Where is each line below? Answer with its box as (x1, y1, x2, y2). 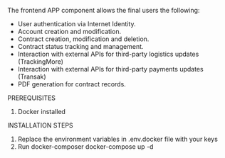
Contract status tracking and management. (17, 43, 144, 50)
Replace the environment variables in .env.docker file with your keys (17, 135, 219, 143)
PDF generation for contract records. (17, 80, 126, 88)
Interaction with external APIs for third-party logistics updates (17, 50, 199, 58)
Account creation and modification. (17, 28, 122, 35)
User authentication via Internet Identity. (17, 20, 136, 28)
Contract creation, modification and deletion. (17, 35, 150, 43)
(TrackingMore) (17, 57, 64, 66)
